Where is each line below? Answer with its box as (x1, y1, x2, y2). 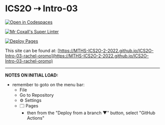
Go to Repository (19, 92, 54, 98)
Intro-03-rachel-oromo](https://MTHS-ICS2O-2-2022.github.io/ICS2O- (5, 52, 149, 59)
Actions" (27, 115, 45, 121)
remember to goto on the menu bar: (12, 81, 85, 87)
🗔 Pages (19, 102, 38, 108)
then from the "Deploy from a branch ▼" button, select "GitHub (27, 110, 156, 116)
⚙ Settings (19, 97, 42, 103)
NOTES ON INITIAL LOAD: (5, 72, 58, 78)
